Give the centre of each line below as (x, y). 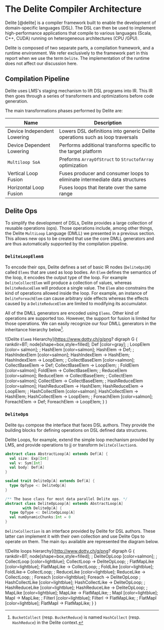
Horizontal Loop (26, 187)
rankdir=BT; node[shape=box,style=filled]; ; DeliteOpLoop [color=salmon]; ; (81, 556)
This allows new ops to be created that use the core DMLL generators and (80, 238)
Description (108, 123)
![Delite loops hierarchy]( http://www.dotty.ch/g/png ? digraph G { (70, 551)
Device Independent (31, 131)
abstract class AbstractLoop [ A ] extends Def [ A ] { (57, 454)
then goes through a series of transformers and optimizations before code (80, 96)
